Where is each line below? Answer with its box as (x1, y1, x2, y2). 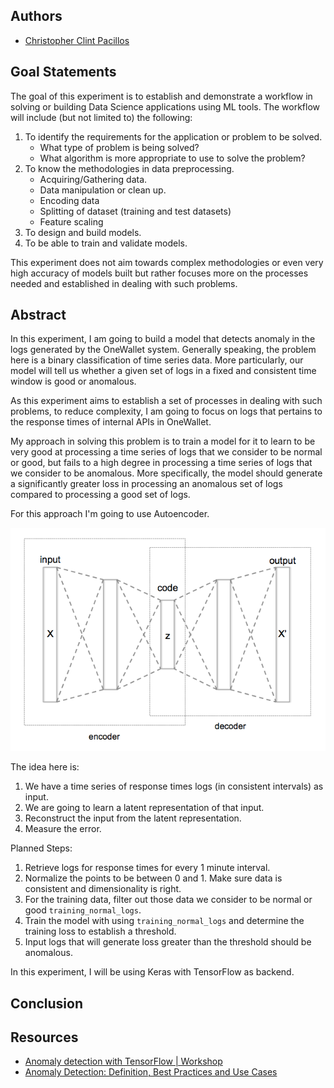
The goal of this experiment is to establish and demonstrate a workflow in (10, 90, 313, 102)
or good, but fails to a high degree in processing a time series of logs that (10, 457, 313, 469)
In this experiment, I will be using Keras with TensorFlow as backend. (10, 966, 295, 978)
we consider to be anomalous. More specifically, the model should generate (10, 467, 323, 479)
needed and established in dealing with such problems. (10, 277, 238, 289)
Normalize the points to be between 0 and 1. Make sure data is (24, 872, 283, 884)
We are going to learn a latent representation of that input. (24, 802, 265, 814)
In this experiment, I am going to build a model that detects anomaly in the (10, 333, 316, 345)
